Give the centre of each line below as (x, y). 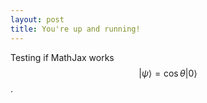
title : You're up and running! (75, 29)
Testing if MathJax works (62, 57)
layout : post (37, 19)
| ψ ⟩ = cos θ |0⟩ (168, 73)
